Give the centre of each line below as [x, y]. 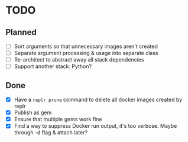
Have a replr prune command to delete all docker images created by [98, 100]
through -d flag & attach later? [51, 133]
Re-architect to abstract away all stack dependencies [79, 60]
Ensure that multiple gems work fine [58, 120]
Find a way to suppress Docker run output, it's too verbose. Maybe [95, 126]
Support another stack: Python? [53, 66]
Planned [21, 32]
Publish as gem [33, 112]
